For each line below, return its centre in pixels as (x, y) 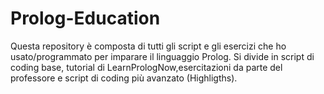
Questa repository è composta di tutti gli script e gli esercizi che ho (148, 46)
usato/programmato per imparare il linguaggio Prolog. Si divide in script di (162, 56)
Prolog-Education (85, 18)
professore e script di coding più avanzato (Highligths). (124, 78)
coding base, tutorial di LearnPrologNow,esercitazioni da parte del (146, 67)
